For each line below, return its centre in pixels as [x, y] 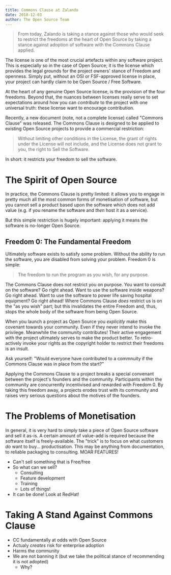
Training [29, 484]
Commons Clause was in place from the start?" [55, 364]
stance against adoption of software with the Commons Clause [84, 45]
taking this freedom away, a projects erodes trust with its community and [82, 390]
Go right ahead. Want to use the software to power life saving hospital [78, 295]
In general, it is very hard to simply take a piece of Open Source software [82, 430]
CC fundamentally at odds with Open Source [60, 540]
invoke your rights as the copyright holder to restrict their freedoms [93, 343]
